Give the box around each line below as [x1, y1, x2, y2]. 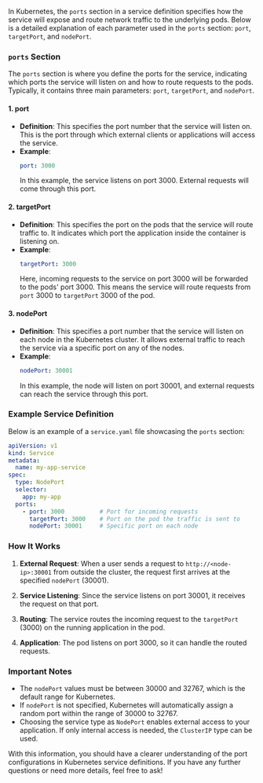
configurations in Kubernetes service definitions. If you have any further [8, 757, 241, 766]
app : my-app [22, 493, 61, 501]
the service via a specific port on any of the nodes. [19, 343, 184, 352]
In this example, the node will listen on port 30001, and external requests [19, 380, 255, 390]
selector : [15, 486, 47, 494]
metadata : [8, 456, 41, 465]
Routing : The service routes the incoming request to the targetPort [19, 614, 239, 623]
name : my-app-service [15, 464, 86, 472]
